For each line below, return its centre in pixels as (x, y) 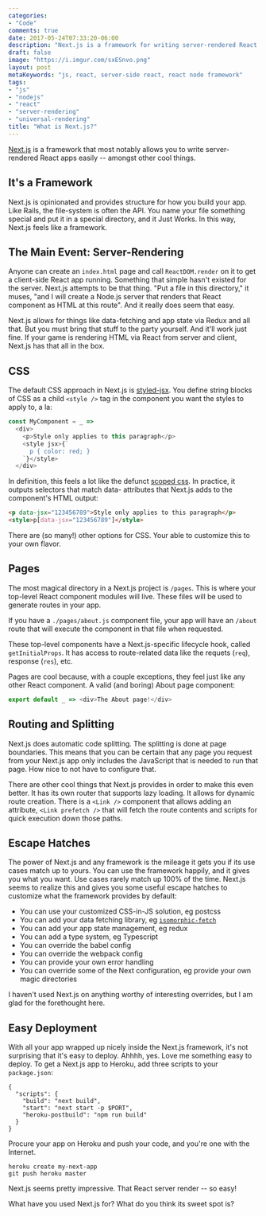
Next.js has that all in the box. (56, 346)
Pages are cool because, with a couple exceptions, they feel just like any (127, 676)
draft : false (30, 53)
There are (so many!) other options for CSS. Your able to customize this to (129, 536)
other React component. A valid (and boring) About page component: (122, 684)
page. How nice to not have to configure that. (82, 769)
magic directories (48, 979)
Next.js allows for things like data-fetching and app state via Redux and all (129, 321)
